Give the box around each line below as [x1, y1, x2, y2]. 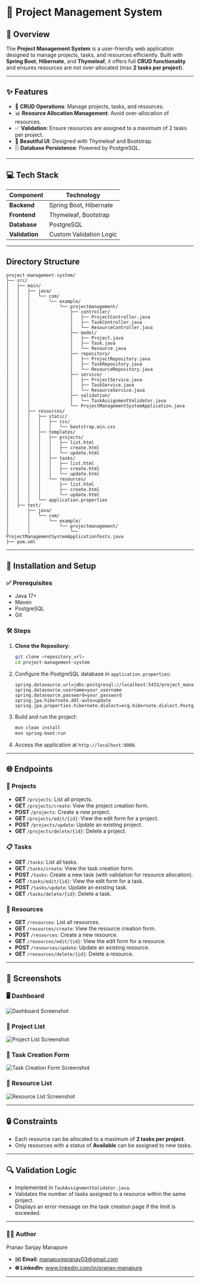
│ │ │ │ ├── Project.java [6, 335, 124, 341]
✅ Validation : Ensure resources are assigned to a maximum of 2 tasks [14, 124, 187, 131]
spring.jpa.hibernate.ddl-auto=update [14, 698, 111, 704]
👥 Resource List [6, 1079, 52, 1088]
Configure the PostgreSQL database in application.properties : [14, 670, 171, 677]
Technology [65, 191, 101, 199]
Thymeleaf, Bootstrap [49, 210, 110, 219]
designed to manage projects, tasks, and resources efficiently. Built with [6, 51, 183, 59]
